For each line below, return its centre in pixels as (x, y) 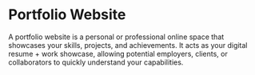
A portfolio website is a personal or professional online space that (116, 37)
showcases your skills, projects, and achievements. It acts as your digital (128, 45)
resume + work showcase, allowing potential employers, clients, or (118, 53)
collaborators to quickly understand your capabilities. (96, 62)
